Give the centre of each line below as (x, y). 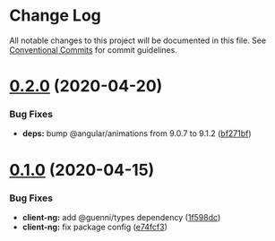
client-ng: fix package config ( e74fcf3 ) (95, 227)
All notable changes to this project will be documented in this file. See (138, 40)
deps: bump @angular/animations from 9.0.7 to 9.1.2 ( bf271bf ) (137, 133)
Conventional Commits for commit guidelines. (93, 49)
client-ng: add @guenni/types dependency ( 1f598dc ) (121, 217)
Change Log (55, 16)
